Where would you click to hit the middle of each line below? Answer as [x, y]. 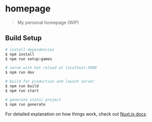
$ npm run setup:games [29, 59]
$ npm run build [22, 86]
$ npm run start [22, 91]
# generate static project [33, 100]
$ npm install [20, 54]
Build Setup [23, 38]
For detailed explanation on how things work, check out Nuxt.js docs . [76, 114]
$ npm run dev [20, 73]
